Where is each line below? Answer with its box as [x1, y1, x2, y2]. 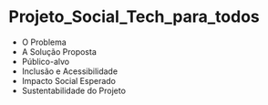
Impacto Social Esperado [21, 75, 116, 86]
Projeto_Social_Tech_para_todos [8, 6, 261, 27]
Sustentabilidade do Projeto [21, 85, 127, 96]
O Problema [21, 37, 67, 47]
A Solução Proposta [21, 46, 98, 57]
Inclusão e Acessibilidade [21, 66, 119, 77]
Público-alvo [21, 56, 70, 67]
